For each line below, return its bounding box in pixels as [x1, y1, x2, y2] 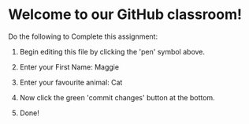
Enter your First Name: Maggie [19, 62, 120, 72]
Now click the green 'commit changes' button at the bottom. [19, 92, 215, 102]
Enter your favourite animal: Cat [19, 77, 123, 87]
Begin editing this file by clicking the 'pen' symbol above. [19, 47, 206, 56]
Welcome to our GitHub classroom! [8, 6, 243, 24]
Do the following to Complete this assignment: [8, 32, 158, 41]
